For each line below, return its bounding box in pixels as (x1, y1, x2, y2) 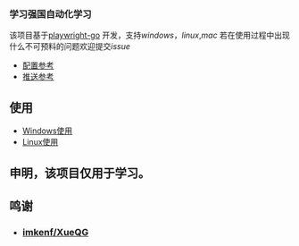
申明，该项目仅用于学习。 (9, 165, 150, 181)
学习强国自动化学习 (9, 7, 92, 20)
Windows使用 (21, 125, 73, 136)
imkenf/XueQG (21, 225, 89, 238)
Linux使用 (21, 137, 59, 148)
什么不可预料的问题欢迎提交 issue (9, 41, 131, 52)
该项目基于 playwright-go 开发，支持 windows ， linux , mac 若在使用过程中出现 (9, 30, 290, 41)
